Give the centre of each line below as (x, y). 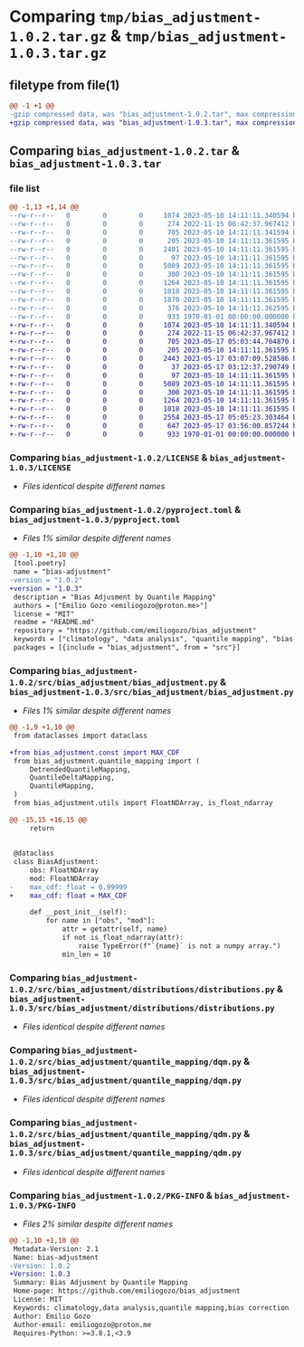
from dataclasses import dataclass (80, 736)
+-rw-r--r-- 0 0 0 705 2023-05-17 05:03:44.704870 (149, 342)
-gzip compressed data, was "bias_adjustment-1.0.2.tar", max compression (153, 114)
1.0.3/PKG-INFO (43, 1205)
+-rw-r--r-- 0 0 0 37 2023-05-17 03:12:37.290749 (149, 367)
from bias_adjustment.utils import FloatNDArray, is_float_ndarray (143, 803)
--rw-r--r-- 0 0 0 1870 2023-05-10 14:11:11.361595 (149, 299)
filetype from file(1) (65, 85)
